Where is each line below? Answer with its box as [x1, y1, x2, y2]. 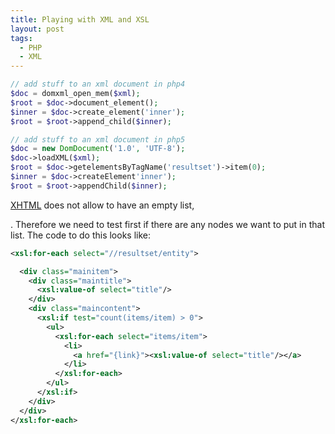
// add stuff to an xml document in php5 [10, 134, 186, 145]
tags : [10, 33, 33, 43]
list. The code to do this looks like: [10, 229, 151, 241]
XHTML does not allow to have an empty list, [10, 199, 195, 211]
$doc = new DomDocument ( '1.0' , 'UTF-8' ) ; [10, 144, 186, 154]
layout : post [10, 24, 65, 34]
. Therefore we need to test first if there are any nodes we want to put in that [10, 218, 325, 230]
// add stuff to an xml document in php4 [10, 79, 186, 90]
